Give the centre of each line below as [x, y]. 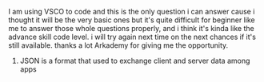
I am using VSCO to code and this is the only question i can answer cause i [132, 12]
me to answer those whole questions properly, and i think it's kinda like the [131, 28]
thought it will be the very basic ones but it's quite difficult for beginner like [132, 20]
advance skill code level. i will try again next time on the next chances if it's [132, 37]
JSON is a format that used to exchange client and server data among [135, 61]
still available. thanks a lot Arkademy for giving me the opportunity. [118, 45]
